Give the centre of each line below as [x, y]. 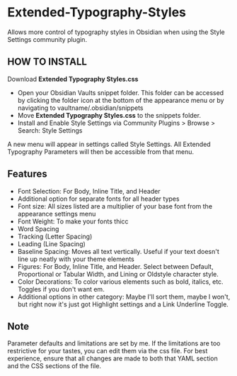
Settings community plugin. [47, 39]
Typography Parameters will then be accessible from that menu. [101, 151]
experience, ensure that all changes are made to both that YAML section [112, 358]
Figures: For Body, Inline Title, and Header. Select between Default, [115, 266]
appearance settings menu [57, 214]
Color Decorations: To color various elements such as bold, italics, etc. [121, 282]
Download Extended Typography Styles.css [73, 79]
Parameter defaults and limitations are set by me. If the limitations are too [114, 343]
